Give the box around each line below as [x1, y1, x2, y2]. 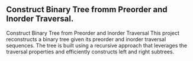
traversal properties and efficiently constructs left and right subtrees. [6, 48, 175, 55]
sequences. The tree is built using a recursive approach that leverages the [6, 42, 188, 49]
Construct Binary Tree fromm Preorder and [6, 5, 168, 15]
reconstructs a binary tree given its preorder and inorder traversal [6, 35, 166, 43]
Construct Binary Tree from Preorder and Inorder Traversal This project [6, 29, 179, 36]
